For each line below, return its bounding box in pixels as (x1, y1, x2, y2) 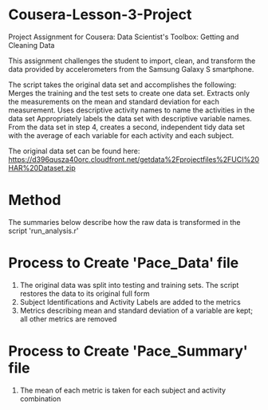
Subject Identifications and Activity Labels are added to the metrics (19, 297, 241, 306)
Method (8, 191, 61, 209)
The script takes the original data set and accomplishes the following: (8, 80, 237, 89)
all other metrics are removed (19, 313, 117, 324)
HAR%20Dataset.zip (8, 163, 76, 172)
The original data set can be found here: (8, 146, 140, 156)
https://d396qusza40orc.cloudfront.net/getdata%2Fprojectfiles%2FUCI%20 (8, 154, 260, 164)
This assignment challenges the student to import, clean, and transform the (8, 56, 256, 65)
